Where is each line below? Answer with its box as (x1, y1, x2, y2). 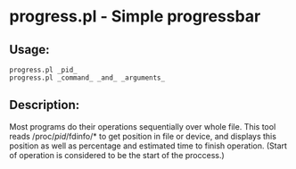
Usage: (9, 42, 51, 57)
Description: (9, 97, 80, 113)
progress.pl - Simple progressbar (9, 6, 261, 27)
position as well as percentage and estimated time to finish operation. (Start (9, 140, 288, 151)
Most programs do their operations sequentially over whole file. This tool (9, 121, 276, 131)
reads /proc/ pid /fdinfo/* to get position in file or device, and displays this (9, 131, 276, 141)
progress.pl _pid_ (9, 65, 78, 74)
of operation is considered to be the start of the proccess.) (9, 149, 225, 160)
